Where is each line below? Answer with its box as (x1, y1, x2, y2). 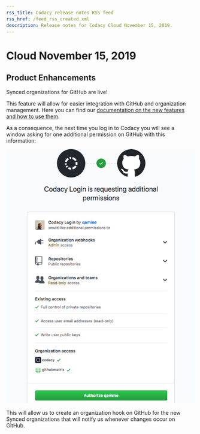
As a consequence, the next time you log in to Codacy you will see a (6, 125, 175, 132)
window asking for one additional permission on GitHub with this (6, 131, 165, 138)
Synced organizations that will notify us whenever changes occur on (6, 415, 175, 423)
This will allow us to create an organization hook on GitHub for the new (6, 409, 181, 417)
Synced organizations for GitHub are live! (6, 89, 108, 96)
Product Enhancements (6, 73, 96, 83)
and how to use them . (6, 113, 60, 120)
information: (6, 137, 37, 144)
